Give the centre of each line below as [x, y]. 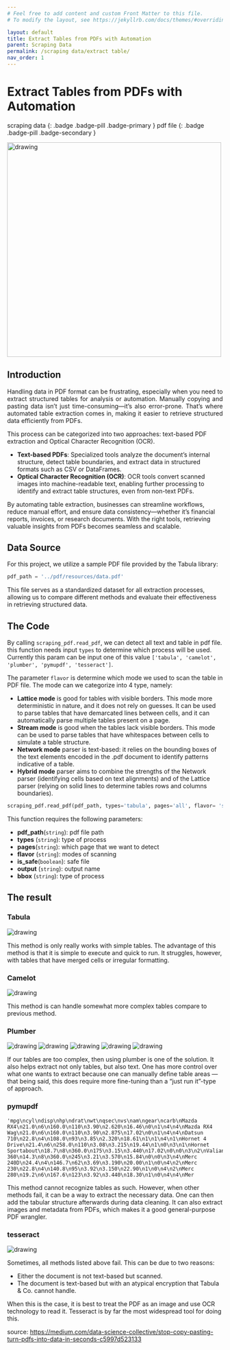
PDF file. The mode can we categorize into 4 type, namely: [90, 685]
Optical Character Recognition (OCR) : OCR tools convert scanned [111, 476]
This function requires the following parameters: [75, 819]
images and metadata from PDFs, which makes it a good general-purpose [111, 1209]
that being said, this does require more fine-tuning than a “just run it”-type [112, 1082]
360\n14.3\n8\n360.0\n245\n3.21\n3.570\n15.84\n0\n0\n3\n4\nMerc [102, 1157]
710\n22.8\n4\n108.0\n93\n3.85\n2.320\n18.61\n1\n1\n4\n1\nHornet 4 [107, 1139]
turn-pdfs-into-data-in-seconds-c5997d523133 [74, 1339]
